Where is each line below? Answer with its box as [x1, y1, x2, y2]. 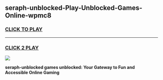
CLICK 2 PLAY [5, 44, 39, 51]
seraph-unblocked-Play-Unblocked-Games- [5, 4, 143, 12]
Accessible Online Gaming [5, 69, 60, 75]
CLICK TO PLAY [5, 26, 43, 33]
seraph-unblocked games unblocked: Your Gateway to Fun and [5, 64, 135, 70]
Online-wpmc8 [5, 12, 52, 20]
